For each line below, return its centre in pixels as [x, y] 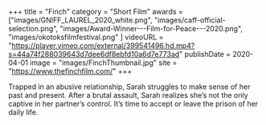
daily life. [23, 112]
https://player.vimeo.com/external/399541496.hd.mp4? [103, 46]
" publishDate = [205, 54]
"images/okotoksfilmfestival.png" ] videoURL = [86, 37]
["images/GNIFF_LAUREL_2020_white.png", [80, 20]
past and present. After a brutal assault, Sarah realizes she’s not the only [128, 95]
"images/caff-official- [190, 20]
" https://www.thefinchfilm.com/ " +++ [70, 71]
